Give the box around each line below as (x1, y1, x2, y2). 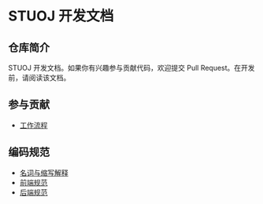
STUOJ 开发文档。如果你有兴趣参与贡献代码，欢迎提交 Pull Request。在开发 (8, 64, 255, 72)
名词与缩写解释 (19, 168, 69, 177)
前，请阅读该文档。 (8, 73, 71, 82)
